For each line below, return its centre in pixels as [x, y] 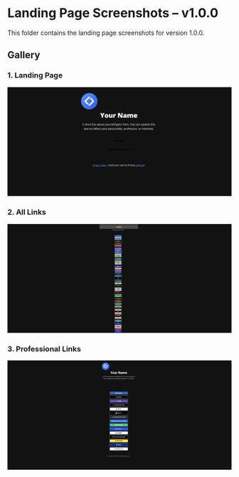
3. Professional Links [44, 349]
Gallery [24, 55]
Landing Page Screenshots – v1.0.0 [113, 13]
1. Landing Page [35, 75]
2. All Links [27, 213]
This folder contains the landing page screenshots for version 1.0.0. [106, 33]
